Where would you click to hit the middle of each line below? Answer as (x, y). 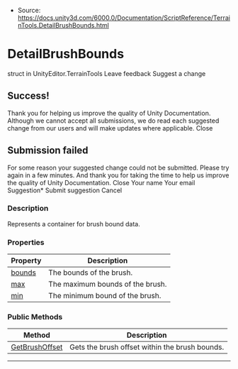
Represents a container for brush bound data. (74, 224)
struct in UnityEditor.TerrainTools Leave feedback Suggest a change (107, 73)
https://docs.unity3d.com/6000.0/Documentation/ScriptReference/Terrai (124, 18)
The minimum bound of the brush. (105, 296)
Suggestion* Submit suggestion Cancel (65, 190)
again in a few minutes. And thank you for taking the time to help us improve (118, 175)
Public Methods (35, 317)
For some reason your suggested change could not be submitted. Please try (118, 167)
